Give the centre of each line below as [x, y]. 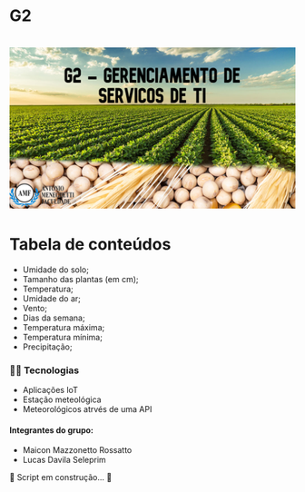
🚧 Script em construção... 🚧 [61, 477]
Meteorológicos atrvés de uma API [87, 409]
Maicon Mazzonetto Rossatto [77, 450]
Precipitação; [47, 347]
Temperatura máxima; [64, 327]
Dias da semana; [54, 318]
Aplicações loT [50, 390]
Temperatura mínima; [62, 337]
